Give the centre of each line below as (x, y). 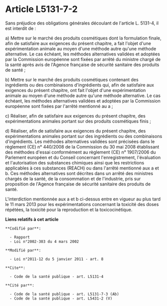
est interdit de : (21, 28)
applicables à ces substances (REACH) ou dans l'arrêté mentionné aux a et (82, 168)
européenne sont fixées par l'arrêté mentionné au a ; (59, 106)
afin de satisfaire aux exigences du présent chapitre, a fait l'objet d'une (78, 43)
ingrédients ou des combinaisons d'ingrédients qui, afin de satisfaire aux (80, 85)
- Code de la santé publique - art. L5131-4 (57, 276)
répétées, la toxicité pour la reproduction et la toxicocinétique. (69, 209)
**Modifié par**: (23, 250)
